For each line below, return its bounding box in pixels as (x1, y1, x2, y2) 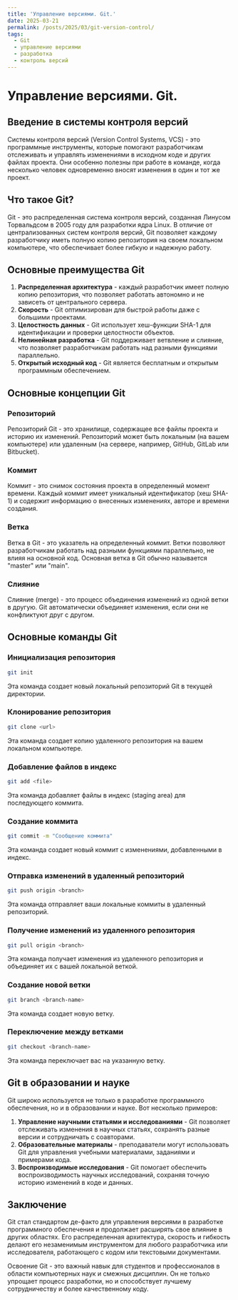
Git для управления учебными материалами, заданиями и (17, 1148, 195, 1156)
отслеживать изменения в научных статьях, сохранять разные (17, 1125, 210, 1133)
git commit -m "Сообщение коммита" (7, 833, 113, 840)
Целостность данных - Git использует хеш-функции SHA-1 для (17, 321, 212, 329)
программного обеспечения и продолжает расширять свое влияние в (7, 1225, 223, 1234)
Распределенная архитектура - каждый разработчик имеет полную (17, 283, 229, 292)
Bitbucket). (7, 447, 40, 456)
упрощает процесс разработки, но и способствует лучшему (7, 1277, 192, 1286)
